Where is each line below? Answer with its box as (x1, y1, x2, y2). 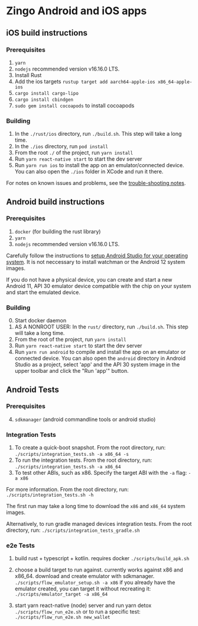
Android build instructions (6, 197, 105, 207)
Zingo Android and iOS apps (6, 4, 147, 18)
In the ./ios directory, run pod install (14, 143, 108, 150)
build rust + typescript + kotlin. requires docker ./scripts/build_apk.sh (14, 555, 190, 562)
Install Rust (14, 71, 42, 78)
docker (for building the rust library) (14, 228, 101, 235)
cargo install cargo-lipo (14, 90, 79, 96)
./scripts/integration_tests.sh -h (6, 492, 94, 499)
